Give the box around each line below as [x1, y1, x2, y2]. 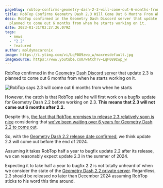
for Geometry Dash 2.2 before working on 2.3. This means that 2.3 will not [5, 99, 155, 105]
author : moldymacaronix [5, 48, 53, 52]
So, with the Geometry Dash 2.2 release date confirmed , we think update [5, 134, 151, 139]
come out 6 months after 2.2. [5, 104, 65, 110]
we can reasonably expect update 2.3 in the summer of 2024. [5, 154, 129, 159]
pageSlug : [5, 7, 25, 12]
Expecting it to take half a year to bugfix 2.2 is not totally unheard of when [5, 163, 153, 169]
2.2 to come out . [5, 124, 38, 130]
